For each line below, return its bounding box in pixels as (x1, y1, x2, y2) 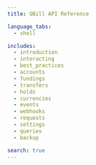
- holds (13, 88, 36, 95)
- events (13, 102, 39, 109)
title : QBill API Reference (7, 10, 90, 18)
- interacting (13, 56, 55, 63)
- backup (13, 134, 39, 141)
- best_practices (13, 62, 64, 69)
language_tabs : (7, 23, 52, 30)
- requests (13, 114, 46, 122)
